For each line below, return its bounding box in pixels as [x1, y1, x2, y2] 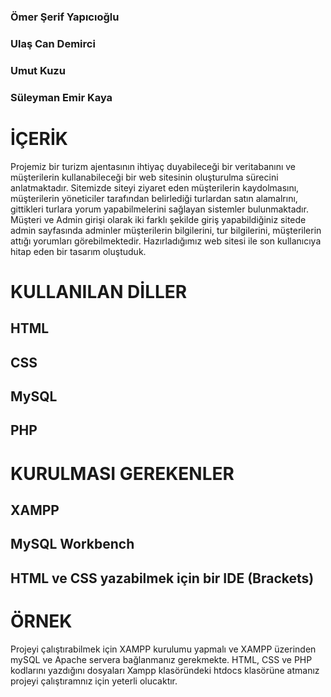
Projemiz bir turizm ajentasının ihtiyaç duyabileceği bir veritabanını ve [10, 160, 297, 172]
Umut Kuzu [10, 63, 66, 77]
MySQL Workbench [10, 536, 135, 553]
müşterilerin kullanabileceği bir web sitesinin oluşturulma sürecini [10, 171, 279, 183]
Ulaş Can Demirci [10, 36, 96, 50]
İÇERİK [10, 127, 68, 150]
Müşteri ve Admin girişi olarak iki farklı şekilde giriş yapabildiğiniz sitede [10, 213, 307, 225]
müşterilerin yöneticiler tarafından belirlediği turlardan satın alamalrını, [10, 192, 298, 204]
